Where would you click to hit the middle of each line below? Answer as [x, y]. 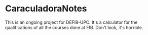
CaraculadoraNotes [46, 9]
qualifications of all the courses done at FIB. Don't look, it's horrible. [74, 27]
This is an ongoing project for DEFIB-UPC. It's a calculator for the [72, 22]
